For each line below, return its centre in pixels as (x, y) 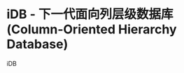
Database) (37, 44)
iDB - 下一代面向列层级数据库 (90, 14)
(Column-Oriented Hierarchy (92, 30)
